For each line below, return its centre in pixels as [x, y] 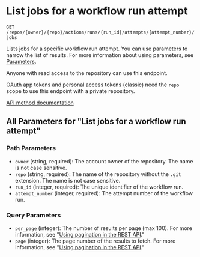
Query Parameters [34, 215]
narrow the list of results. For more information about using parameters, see [100, 55]
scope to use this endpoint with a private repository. [71, 91]
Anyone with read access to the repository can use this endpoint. [87, 73]
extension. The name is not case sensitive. [68, 180]
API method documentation [40, 103]
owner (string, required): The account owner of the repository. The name [104, 161]
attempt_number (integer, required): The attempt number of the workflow [104, 193]
